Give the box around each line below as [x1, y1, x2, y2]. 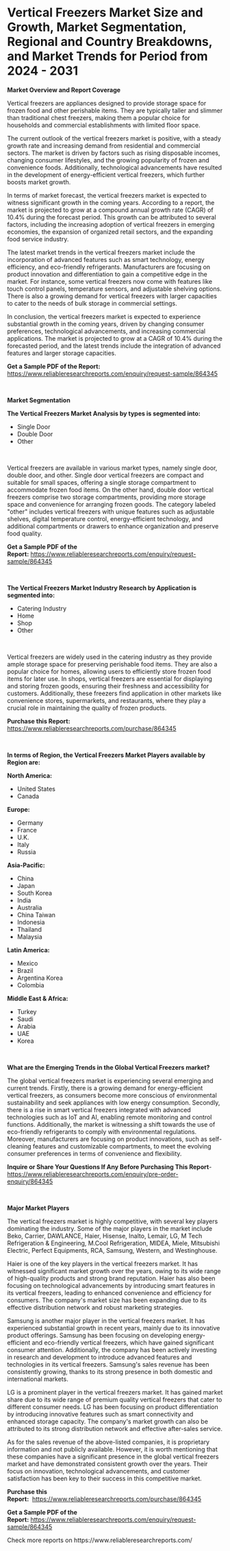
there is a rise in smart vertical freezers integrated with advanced [7, 1105, 192, 1114]
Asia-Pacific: [7, 861, 46, 869]
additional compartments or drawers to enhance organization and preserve [7, 522, 219, 530]
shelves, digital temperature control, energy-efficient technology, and [7, 514, 203, 522]
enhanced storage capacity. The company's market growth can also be [7, 1417, 209, 1426]
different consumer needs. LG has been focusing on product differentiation [7, 1402, 218, 1410]
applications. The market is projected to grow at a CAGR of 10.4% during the [7, 334, 222, 342]
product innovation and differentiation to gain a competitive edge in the [7, 269, 207, 278]
